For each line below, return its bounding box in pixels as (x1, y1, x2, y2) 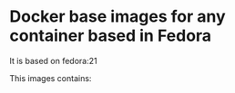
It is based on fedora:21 (9, 55, 97, 66)
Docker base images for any (9, 6, 226, 27)
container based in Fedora (9, 25, 212, 46)
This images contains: (9, 72, 92, 83)
